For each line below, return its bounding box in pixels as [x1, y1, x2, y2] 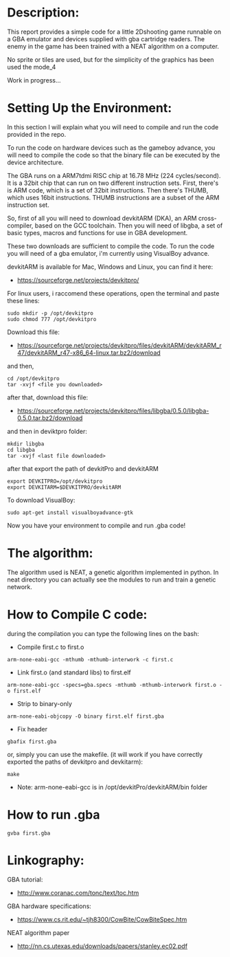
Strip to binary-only [16, 699, 72, 707]
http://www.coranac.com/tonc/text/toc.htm [16, 888, 139, 896]
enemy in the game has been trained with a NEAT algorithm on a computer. [7, 42, 220, 50]
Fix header [16, 725, 48, 733]
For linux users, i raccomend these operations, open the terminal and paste [7, 289, 220, 297]
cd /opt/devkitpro [7, 375, 60, 382]
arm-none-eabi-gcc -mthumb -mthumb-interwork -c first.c [7, 656, 174, 663]
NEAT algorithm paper [7, 928, 70, 936]
